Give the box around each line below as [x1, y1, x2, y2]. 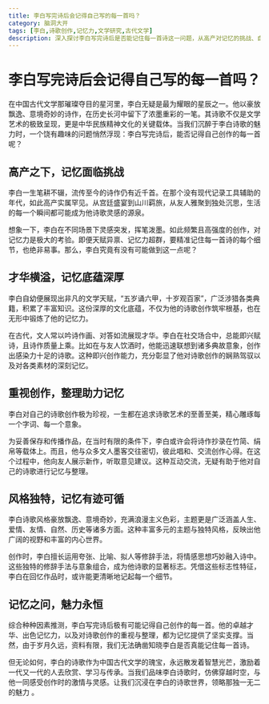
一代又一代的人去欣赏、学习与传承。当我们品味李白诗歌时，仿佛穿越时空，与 [8, 667, 261, 678]
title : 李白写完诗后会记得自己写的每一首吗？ [8, 11, 142, 20]
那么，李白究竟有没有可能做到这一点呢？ [63, 245, 198, 254]
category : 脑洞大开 [8, 19, 69, 27]
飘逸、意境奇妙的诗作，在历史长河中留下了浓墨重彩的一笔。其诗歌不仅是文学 [8, 109, 261, 119]
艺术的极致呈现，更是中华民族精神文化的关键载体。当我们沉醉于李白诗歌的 [8, 119, 254, 129]
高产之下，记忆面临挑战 [8, 165, 124, 179]
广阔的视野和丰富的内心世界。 [8, 535, 106, 544]
